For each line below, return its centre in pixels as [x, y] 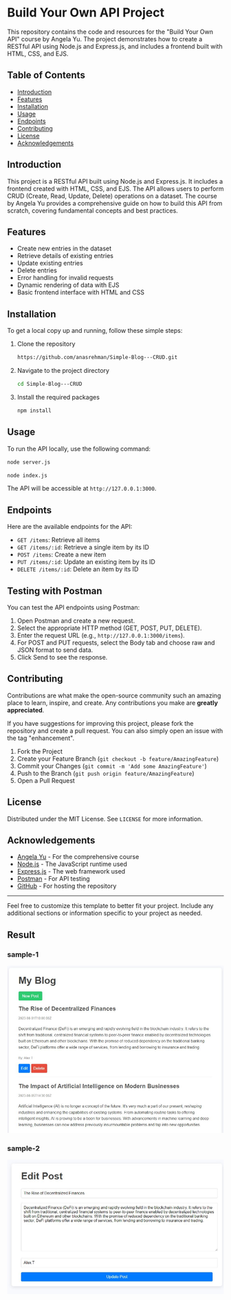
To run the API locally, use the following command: [79, 448]
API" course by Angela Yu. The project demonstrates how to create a [105, 39]
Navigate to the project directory [63, 371]
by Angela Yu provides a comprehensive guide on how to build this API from [115, 203]
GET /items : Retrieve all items [58, 540]
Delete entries [37, 270]
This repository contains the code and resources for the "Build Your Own [110, 32]
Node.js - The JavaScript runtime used [72, 864]
